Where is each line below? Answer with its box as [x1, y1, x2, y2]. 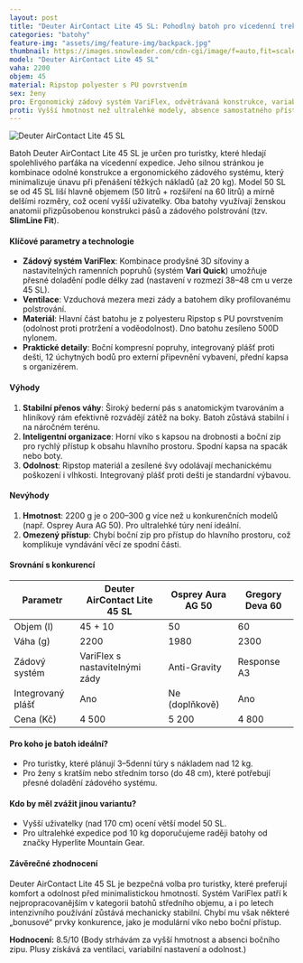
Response [237, 656, 280, 668]
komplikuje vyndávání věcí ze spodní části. [22, 538, 182, 549]
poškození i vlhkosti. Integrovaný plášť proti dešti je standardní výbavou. [22, 469, 291, 480]
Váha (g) [14, 635, 51, 648]
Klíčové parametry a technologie [9, 236, 135, 247]
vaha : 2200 [9, 64, 50, 73]
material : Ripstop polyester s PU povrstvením [9, 80, 188, 89]
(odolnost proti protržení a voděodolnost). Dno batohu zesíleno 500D [22, 323, 280, 334]
